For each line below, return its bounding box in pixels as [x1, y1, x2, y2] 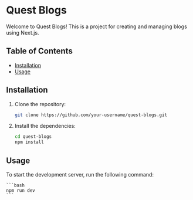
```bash [6, 182, 25, 188]
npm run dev [6, 188, 35, 194]
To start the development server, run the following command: [6, 171, 154, 178]
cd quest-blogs [14, 134, 52, 140]
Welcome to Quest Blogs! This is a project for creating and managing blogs [6, 23, 188, 30]
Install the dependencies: [14, 123, 76, 130]
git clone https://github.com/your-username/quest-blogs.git [14, 112, 168, 118]
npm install [14, 139, 44, 145]
